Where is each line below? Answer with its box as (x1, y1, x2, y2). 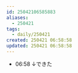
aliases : (6, 15, 29, 21)
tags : (6, 26, 20, 32)
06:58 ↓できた (15, 60, 52, 68)
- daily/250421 (12, 32, 51, 38)
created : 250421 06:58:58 (6, 37, 72, 43)
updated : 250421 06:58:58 (6, 43, 72, 49)
